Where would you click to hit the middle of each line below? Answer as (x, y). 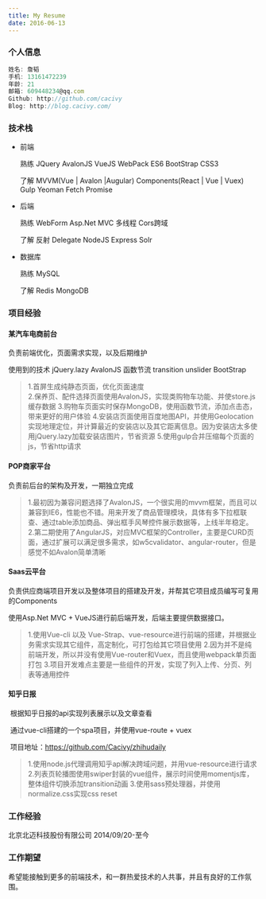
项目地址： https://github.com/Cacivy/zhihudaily (88, 747)
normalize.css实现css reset (72, 794)
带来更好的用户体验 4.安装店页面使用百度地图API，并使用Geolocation (141, 416)
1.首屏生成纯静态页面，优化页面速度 (86, 387)
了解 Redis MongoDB (54, 290)
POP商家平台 (29, 466)
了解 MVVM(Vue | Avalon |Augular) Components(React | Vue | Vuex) (132, 181)
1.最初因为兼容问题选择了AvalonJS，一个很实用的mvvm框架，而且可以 (142, 502)
